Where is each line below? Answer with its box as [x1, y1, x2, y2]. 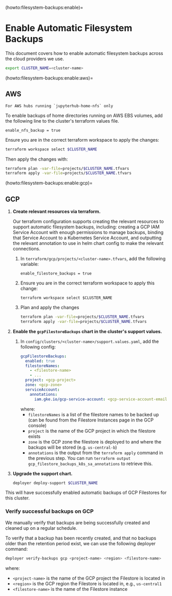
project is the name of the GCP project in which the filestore [28, 428, 156, 434]
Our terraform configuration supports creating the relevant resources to [12, 218, 164, 225]
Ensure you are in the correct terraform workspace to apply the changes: [5, 137, 160, 143]
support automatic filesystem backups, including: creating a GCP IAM [12, 224, 160, 230]
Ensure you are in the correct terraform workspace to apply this [20, 280, 155, 286]
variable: [20, 261, 39, 267]
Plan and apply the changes [20, 304, 79, 311]
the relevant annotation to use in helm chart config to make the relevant [12, 240, 164, 246]
